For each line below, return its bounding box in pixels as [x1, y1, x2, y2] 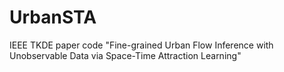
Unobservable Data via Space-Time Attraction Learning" [9, 49, 242, 61]
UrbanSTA [9, 6, 97, 29]
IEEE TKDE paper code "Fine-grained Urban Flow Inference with [9, 39, 274, 51]
